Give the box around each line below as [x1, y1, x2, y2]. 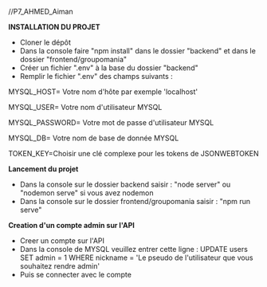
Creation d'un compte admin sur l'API [8, 221, 135, 230]
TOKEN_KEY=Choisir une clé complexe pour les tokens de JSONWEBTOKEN [8, 149, 259, 158]
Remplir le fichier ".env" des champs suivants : [19, 72, 173, 81]
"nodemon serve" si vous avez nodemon [19, 188, 154, 198]
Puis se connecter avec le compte [19, 270, 132, 279]
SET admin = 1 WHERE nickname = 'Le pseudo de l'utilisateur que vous [19, 253, 253, 262]
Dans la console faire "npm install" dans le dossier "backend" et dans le [19, 46, 257, 55]
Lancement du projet [8, 164, 79, 174]
